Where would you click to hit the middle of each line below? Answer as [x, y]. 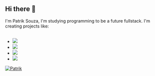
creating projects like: [27, 26]
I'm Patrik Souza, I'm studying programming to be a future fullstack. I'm [78, 21]
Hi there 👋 [20, 9]
